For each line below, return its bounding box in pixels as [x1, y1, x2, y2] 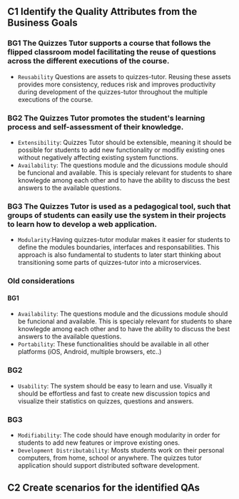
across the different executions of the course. [7, 56, 170, 66]
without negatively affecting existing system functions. [17, 153, 179, 161]
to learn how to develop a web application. [7, 219, 157, 229]
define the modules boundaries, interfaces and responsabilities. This [17, 243, 220, 252]
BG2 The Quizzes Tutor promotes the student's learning [7, 113, 205, 123]
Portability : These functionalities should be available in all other [17, 340, 209, 348]
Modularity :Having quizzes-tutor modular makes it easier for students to [17, 236, 230, 244]
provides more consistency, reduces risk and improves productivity [17, 80, 216, 89]
